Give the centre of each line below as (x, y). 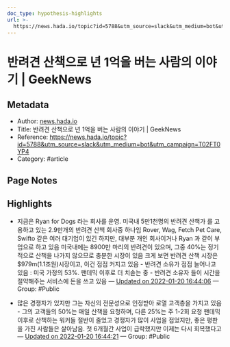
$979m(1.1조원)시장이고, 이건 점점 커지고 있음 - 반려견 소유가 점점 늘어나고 (117, 264)
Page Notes (32, 180)
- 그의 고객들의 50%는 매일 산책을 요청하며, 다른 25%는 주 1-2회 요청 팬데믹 (119, 311)
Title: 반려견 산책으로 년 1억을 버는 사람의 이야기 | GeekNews (99, 129)
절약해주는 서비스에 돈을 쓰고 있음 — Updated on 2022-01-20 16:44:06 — (118, 281)
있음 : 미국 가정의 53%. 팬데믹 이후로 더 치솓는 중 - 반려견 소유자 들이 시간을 (118, 272)
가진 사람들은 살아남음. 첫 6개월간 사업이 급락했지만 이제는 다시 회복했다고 (123, 329)
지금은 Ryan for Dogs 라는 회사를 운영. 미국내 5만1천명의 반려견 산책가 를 (115, 221)
